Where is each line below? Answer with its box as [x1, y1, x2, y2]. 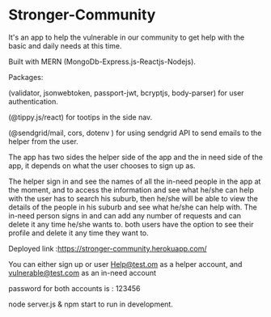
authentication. [8, 96, 59, 106]
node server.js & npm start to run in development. [8, 299, 174, 309]
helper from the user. [8, 136, 78, 146]
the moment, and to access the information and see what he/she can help [8, 184, 255, 195]
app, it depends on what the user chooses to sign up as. [8, 160, 196, 171]
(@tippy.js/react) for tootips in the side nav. [8, 112, 153, 122]
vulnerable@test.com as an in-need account [8, 268, 156, 277]
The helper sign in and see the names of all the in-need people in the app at [8, 176, 261, 186]
